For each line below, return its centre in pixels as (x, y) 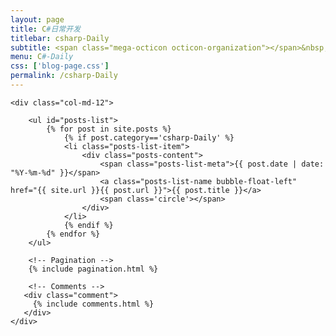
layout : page (37, 19)
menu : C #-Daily (42, 57)
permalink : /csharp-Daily (64, 76)
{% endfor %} (73, 234)
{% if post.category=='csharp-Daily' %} (149, 137)
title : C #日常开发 (46, 29)
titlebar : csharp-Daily (60, 38)
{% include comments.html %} (93, 304)
